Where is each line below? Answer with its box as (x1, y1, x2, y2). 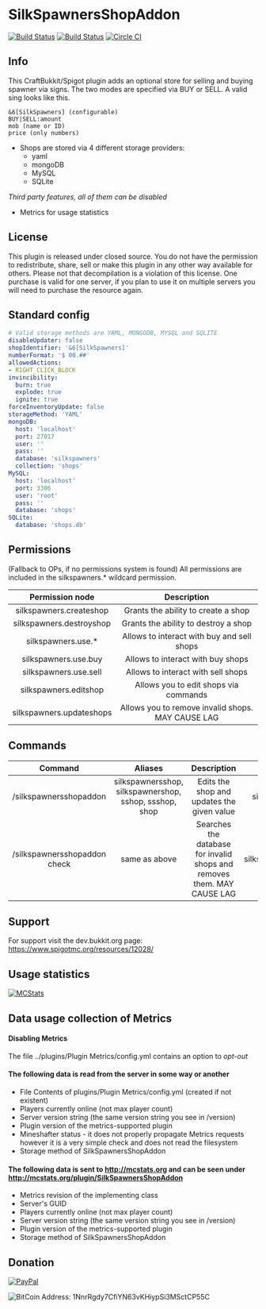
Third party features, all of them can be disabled (8, 192, 168, 202)
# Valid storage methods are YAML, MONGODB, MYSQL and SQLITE (8, 329, 218, 337)
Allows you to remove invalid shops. (120, 702, 253, 713)
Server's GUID (19, 1199, 67, 1208)
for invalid (195, 848, 233, 859)
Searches (196, 818, 232, 830)
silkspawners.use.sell (22, 666, 102, 677)
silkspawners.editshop (20, 684, 104, 695)
